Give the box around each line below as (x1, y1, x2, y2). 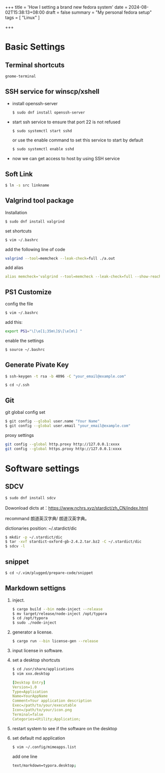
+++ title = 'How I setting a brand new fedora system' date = (5, 4, 128, 10)
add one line (12, 753, 38, 759)
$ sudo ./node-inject (12, 620, 56, 626)
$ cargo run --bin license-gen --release (12, 639, 99, 644)
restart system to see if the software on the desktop (12, 725, 117, 731)
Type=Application (12, 689, 48, 694)
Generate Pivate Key (5, 361, 69, 369)
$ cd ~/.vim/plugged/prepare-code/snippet (5, 570, 93, 575)
